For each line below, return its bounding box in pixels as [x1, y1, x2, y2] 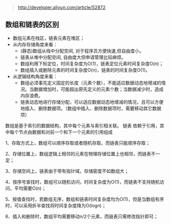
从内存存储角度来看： [12, 41, 58, 48]
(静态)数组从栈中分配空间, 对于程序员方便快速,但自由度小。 [20, 48, 144, 54]
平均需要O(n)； [14, 185, 46, 191]
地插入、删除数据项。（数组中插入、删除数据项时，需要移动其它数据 [20, 105, 162, 111]
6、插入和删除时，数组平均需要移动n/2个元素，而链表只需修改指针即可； [5, 213, 158, 219]
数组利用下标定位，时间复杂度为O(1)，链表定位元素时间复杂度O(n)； [20, 60, 164, 66]
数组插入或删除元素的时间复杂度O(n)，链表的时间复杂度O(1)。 [20, 66, 151, 73]
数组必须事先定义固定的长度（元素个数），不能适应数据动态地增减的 [20, 79, 162, 86]
